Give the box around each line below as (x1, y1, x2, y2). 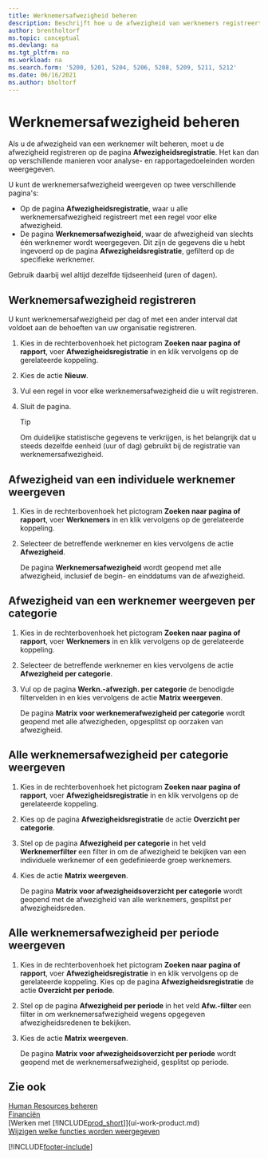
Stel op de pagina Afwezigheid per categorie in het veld (19, 838, 207, 848)
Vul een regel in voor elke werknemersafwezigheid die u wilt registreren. (19, 386, 258, 396)
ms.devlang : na (8, 41, 59, 49)
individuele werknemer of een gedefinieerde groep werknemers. (19, 855, 233, 865)
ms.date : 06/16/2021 (8, 71, 77, 79)
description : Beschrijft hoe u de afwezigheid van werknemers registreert (8, 19, 262, 27)
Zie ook (8, 1080, 46, 1094)
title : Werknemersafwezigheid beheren (8, 11, 137, 20)
